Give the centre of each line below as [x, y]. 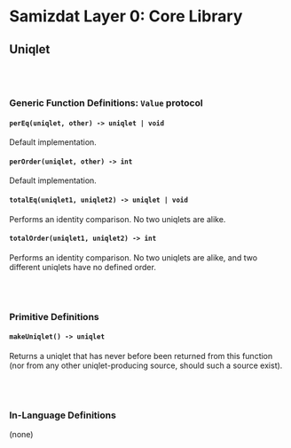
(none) [21, 435]
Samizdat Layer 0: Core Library [126, 16]
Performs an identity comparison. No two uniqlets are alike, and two [134, 257]
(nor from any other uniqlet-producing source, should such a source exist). [146, 365]
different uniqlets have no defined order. [83, 267]
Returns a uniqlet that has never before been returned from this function [141, 356]
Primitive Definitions [54, 316]
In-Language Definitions [63, 415]
